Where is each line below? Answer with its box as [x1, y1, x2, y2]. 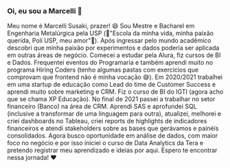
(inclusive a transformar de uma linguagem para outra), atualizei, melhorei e [7, 109, 222, 118]
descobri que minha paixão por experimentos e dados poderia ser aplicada [7, 44, 220, 52]
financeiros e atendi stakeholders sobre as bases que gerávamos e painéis [7, 124, 219, 133]
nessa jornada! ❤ [7, 154, 57, 162]
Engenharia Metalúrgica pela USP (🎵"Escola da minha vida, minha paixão [7, 29, 214, 37]
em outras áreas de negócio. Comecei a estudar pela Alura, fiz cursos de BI [7, 51, 221, 59]
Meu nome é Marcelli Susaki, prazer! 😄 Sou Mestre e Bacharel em [7, 22, 195, 30]
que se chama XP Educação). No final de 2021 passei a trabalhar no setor [7, 95, 216, 103]
